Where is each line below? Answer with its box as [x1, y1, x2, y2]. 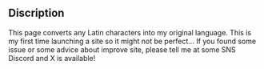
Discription [8, 6, 65, 20]
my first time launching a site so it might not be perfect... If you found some [8, 36, 257, 46]
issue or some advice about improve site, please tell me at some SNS [8, 44, 236, 55]
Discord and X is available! [8, 53, 96, 63]
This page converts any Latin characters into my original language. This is [8, 27, 252, 37]
